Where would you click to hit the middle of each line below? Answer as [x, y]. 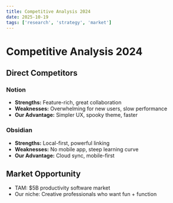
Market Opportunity [44, 174]
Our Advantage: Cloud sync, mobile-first [64, 155]
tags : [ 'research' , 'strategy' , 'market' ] [59, 22]
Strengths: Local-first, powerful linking [62, 143]
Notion [16, 90]
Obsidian [19, 130]
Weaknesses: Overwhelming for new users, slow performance [91, 109]
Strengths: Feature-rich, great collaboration [68, 103]
